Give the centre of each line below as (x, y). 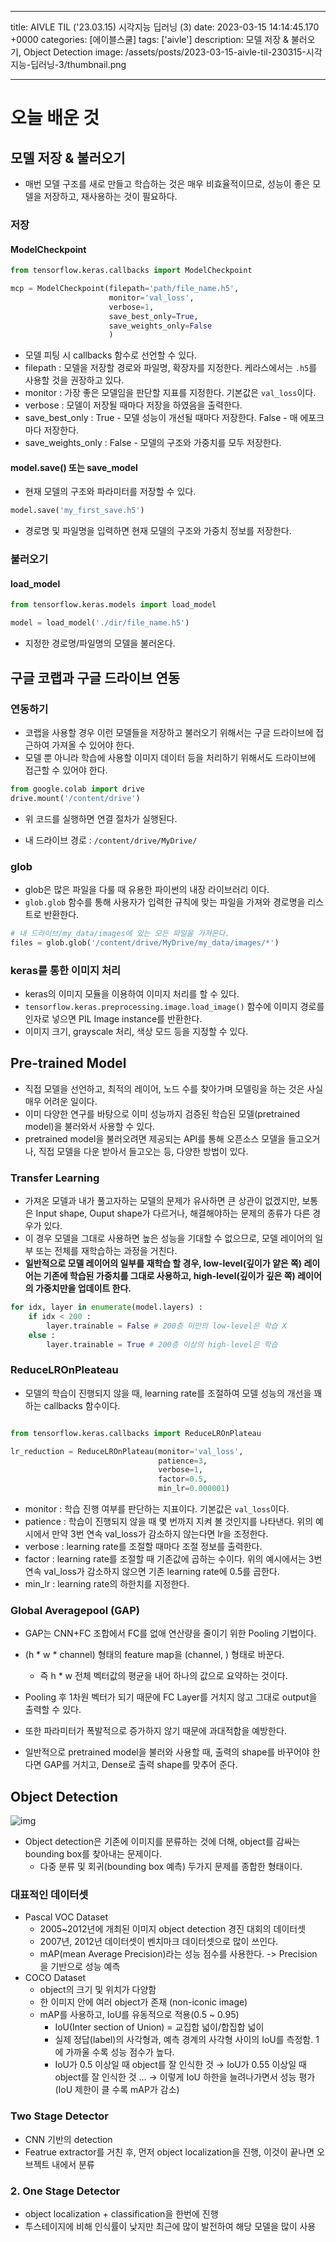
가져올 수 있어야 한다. (93, 745)
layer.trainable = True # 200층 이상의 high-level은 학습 (162, 1344)
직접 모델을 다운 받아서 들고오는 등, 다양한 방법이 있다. (143, 1151)
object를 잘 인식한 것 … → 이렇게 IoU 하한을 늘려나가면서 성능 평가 (185, 2077)
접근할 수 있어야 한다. (66, 770)
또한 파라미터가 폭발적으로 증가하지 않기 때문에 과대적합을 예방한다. (155, 1731)
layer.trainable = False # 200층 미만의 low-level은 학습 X (166, 1326)
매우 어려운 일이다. (61, 1101)
